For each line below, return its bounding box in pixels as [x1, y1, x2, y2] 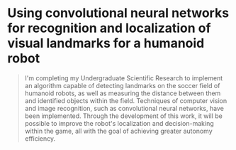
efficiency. [24, 134, 55, 143]
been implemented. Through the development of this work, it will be [24, 112, 223, 120]
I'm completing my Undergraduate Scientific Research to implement [24, 73, 223, 82]
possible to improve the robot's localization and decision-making [24, 119, 214, 127]
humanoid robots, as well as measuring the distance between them [24, 89, 221, 97]
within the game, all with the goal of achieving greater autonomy [24, 127, 213, 135]
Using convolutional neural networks [7, 5, 229, 21]
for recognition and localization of [7, 20, 211, 36]
